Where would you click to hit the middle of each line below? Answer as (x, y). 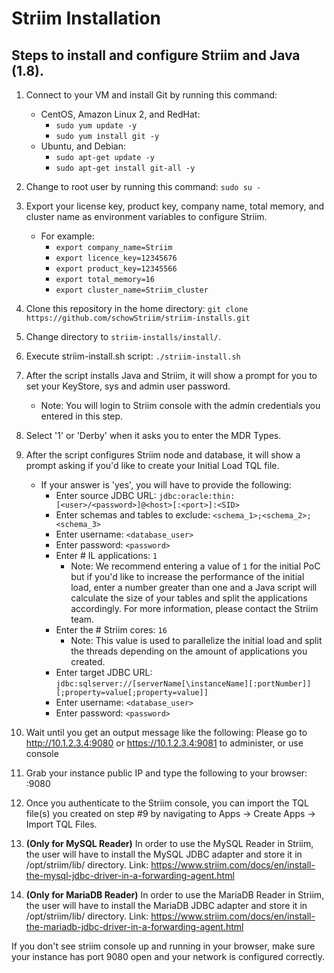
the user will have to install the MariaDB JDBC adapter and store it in (166, 905)
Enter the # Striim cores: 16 (111, 630)
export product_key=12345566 (116, 269)
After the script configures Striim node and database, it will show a (163, 455)
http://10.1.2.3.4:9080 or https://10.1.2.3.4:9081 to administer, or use (164, 743)
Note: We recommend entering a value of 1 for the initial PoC (195, 566)
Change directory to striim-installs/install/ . (123, 336)
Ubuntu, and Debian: (83, 146)
